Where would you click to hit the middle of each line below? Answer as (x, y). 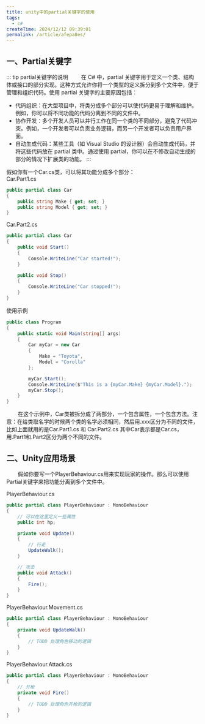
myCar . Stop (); (46, 390)
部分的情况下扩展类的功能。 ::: (53, 159)
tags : (13, 18)
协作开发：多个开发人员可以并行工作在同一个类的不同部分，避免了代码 (103, 121)
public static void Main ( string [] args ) (69, 334)
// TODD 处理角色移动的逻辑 (60, 641)
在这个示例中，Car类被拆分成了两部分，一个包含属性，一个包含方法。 (105, 414)
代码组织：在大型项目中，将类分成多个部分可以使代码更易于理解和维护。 (106, 105)
